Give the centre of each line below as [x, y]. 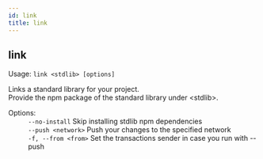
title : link [28, 23]
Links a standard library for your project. [74, 89]
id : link [23, 15]
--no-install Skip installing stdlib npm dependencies [115, 121]
